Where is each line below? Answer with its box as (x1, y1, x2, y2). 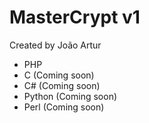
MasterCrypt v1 (9, 6, 141, 29)
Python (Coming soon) (23, 90, 118, 102)
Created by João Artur (9, 39, 102, 51)
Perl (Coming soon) (23, 101, 105, 113)
